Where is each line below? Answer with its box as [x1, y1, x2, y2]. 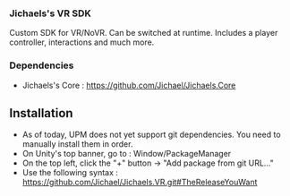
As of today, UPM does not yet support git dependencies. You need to [21, 129, 281, 141]
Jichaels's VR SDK [9, 7, 92, 20]
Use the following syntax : [21, 167, 119, 178]
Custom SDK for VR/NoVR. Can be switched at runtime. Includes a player [9, 28, 278, 38]
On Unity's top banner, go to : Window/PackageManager [21, 149, 232, 159]
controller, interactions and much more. [9, 37, 155, 47]
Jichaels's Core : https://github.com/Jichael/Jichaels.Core [21, 80, 236, 90]
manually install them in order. [21, 139, 133, 149]
